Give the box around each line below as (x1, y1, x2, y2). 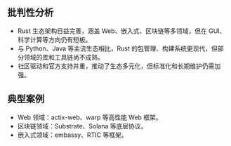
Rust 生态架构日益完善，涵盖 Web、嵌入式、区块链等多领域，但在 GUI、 (17, 27, 226, 35)
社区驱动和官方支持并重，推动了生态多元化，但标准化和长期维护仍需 (17, 62, 215, 70)
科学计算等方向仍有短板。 (17, 35, 92, 44)
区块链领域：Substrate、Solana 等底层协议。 (17, 121, 147, 130)
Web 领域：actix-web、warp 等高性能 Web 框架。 (17, 113, 163, 121)
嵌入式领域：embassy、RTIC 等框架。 (17, 131, 128, 139)
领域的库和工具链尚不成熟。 (23, 53, 104, 61)
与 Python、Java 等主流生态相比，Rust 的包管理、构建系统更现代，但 (17, 44, 218, 53)
